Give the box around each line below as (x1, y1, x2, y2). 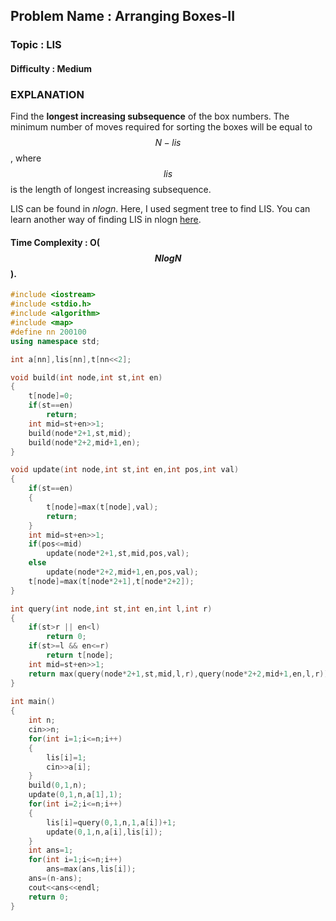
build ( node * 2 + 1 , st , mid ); (28, 428, 132, 438)
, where (10, 152, 42, 164)
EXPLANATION (10, 87, 85, 101)
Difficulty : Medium (10, 62, 92, 74)
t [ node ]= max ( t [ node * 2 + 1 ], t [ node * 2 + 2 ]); (28, 576, 195, 586)
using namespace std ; (10, 336, 101, 346)
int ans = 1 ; (28, 845, 74, 856)
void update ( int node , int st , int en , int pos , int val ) (10, 465, 240, 475)
